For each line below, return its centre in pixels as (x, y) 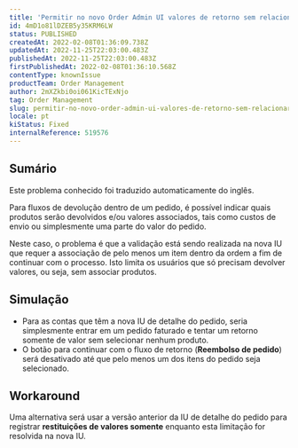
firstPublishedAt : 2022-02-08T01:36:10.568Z (93, 67)
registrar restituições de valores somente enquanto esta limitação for (137, 427)
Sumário (33, 169)
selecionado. (45, 368)
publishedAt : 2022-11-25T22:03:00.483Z (83, 59)
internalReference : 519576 (59, 133)
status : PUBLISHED (43, 34)
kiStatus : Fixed (39, 125)
